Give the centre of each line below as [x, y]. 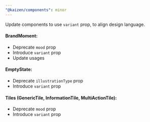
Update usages [28, 58]
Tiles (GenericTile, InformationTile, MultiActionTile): [61, 98]
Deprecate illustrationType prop [48, 81]
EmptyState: [19, 69]
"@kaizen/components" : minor [36, 10]
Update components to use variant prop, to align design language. [75, 24]
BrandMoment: [22, 36]
